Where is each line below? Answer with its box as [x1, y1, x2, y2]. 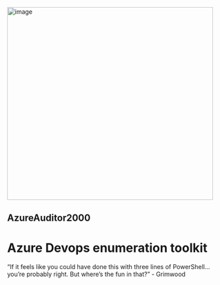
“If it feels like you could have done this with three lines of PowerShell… [7, 263, 210, 271]
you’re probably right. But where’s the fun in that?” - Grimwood [7, 270, 186, 279]
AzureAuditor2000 [7, 212, 91, 224]
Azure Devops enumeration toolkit [7, 240, 208, 255]
